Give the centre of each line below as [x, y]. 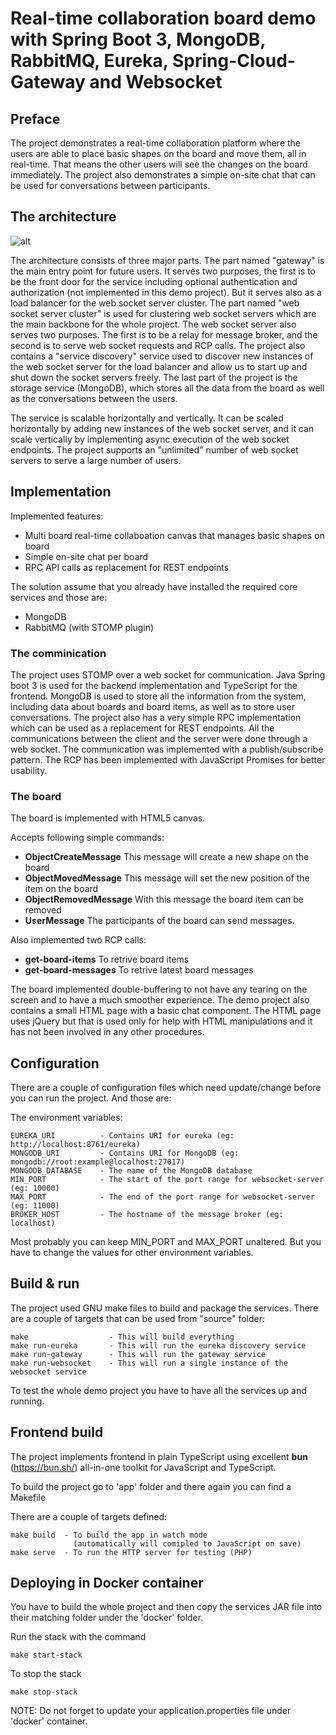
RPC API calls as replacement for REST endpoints [127, 567]
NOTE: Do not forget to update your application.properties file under [151, 1711]
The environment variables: [66, 1118]
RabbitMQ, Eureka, [89, 61]
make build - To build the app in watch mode [109, 1535]
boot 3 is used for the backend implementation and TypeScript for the [154, 685]
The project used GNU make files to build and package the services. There [164, 1308]
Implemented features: [57, 516]
